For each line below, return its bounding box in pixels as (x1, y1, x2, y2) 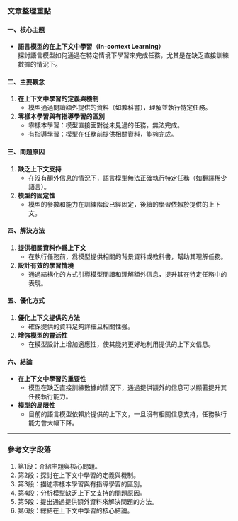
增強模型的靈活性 (17, 331, 68, 339)
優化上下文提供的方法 (17, 313, 80, 321)
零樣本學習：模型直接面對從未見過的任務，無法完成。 (28, 121, 184, 130)
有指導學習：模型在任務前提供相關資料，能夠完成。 (28, 130, 178, 139)
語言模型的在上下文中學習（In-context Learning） (17, 42, 165, 51)
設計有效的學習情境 (17, 260, 74, 270)
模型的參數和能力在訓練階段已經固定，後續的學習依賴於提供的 (28, 200, 209, 208)
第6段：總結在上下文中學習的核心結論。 (17, 506, 134, 515)
